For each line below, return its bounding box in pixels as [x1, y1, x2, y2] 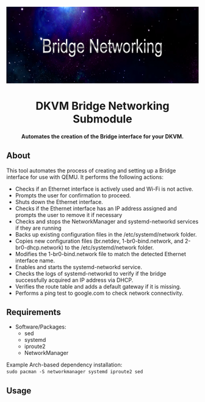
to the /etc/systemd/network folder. [65, 243, 154, 251]
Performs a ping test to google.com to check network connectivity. [15, 289, 184, 297]
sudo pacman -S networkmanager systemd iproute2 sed [6, 369, 143, 375]
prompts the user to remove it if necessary [15, 211, 123, 218]
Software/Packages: [15, 323, 67, 331]
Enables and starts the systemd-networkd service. [15, 263, 142, 270]
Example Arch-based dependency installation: [6, 361, 123, 368]
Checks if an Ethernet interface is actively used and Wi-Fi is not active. [15, 185, 193, 192]
